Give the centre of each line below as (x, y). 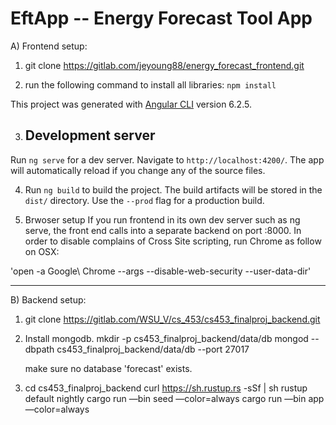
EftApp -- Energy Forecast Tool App (161, 18)
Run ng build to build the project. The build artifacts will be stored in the (173, 189)
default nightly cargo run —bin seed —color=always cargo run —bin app (174, 398)
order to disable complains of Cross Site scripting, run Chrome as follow (173, 241)
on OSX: (42, 251)
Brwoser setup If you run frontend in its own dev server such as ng (162, 219)
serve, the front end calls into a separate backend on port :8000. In (163, 230)
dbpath (39, 349)
